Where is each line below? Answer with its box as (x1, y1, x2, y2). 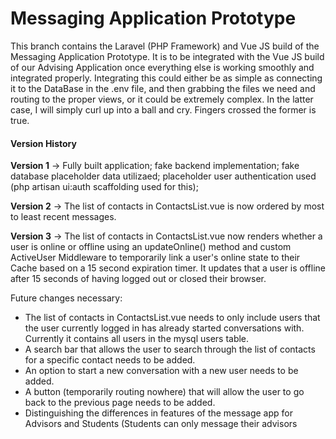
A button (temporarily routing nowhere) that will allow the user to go (24, 386, 305, 398)
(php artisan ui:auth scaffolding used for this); (10, 181, 199, 193)
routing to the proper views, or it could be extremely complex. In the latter (10, 93, 314, 105)
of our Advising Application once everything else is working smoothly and (10, 61, 315, 73)
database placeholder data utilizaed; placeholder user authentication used (10, 170, 317, 182)
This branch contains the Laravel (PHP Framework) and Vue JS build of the (10, 40, 320, 52)
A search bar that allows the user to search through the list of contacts (24, 343, 316, 356)
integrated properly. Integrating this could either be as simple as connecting (10, 72, 323, 84)
